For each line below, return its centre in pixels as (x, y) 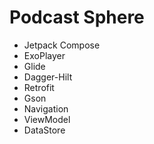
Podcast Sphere (77, 17)
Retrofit (39, 87)
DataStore (44, 130)
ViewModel (47, 119)
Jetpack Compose (62, 45)
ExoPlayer (44, 55)
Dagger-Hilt (48, 77)
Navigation (46, 108)
